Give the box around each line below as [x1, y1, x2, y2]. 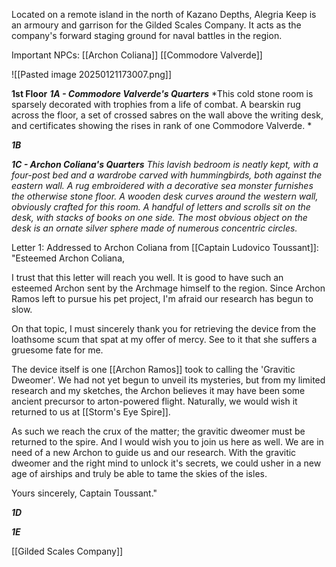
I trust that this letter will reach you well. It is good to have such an [11, 272, 284, 283]
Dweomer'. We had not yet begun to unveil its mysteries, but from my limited [11, 374, 326, 386]
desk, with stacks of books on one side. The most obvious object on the [11, 212, 308, 223]
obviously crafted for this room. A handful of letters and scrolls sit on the [11, 201, 311, 213]
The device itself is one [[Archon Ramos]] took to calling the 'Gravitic [11, 364, 296, 375]
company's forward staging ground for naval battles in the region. [11, 30, 283, 41]
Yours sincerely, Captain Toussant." [11, 487, 158, 499]
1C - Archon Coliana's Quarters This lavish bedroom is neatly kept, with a [11, 159, 319, 170]
